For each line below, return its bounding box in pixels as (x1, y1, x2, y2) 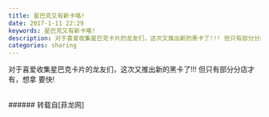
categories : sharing (8, 42, 78, 50)
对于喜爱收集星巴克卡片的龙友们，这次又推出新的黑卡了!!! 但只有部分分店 (8, 65, 248, 75)
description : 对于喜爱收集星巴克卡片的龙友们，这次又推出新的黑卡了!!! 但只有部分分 (8, 34, 260, 42)
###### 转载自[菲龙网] (8, 100, 85, 110)
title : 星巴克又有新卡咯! (8, 11, 86, 20)
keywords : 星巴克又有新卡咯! (8, 26, 96, 34)
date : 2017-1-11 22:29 (8, 19, 84, 27)
